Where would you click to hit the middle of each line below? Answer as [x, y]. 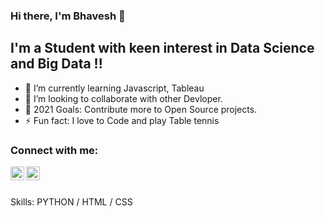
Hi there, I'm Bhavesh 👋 [68, 16]
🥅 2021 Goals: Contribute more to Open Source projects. [141, 109]
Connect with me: [54, 150]
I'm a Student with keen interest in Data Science [162, 48]
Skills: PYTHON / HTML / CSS [71, 202]
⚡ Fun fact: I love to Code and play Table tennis [122, 120]
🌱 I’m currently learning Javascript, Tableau [114, 88]
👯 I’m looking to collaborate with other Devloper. [123, 98]
